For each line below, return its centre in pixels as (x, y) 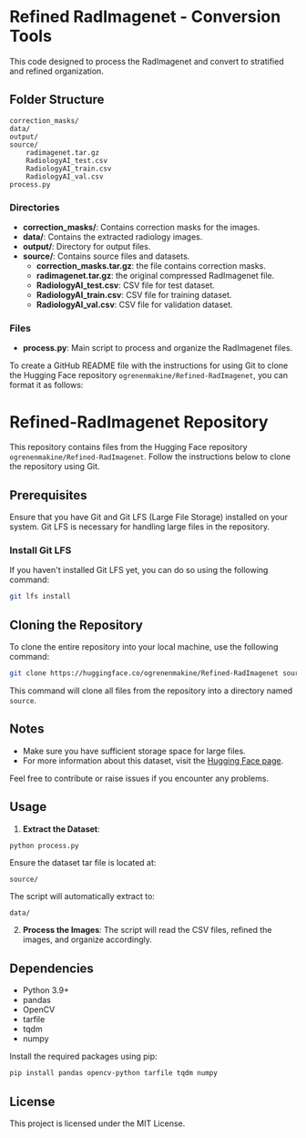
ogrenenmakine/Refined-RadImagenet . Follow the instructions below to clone (150, 456)
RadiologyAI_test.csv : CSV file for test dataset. (126, 285)
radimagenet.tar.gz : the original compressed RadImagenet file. (155, 276)
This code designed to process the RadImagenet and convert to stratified (147, 61)
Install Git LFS (41, 550)
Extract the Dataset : (61, 829)
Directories (35, 207)
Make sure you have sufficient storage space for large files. (134, 751)
